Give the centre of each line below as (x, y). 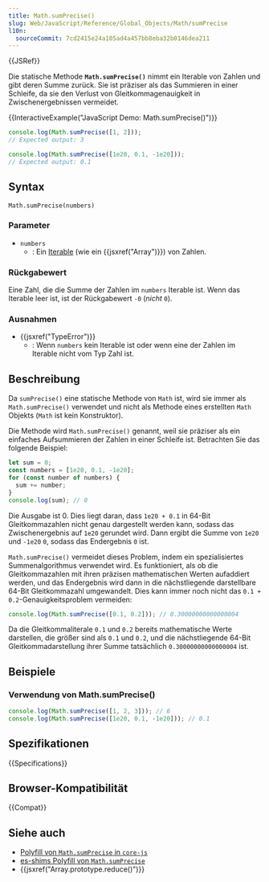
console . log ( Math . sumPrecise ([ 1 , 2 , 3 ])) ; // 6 (90, 712)
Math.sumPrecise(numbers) (51, 206)
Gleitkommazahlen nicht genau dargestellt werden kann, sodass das (121, 524)
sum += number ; (41, 485)
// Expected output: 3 (46, 140)
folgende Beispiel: (38, 448)
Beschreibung (44, 379)
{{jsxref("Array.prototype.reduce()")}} (82, 869)
